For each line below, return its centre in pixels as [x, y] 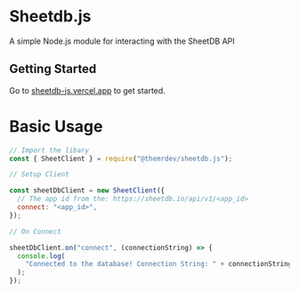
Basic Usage [56, 126]
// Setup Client [39, 175]
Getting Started [53, 69]
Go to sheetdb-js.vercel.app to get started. [88, 90]
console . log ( [41, 256]
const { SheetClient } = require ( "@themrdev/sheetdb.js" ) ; [121, 159]
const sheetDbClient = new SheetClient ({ [87, 191]
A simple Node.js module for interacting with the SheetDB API [122, 41]
